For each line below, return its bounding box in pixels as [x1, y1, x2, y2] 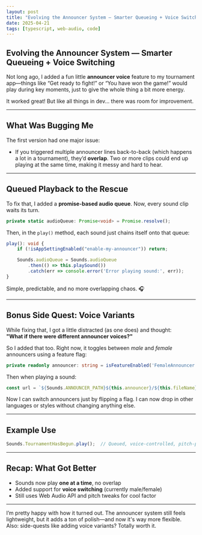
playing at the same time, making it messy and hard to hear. [14, 160, 163, 168]
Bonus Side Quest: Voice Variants [6, 310, 135, 320]
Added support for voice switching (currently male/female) [14, 485, 162, 493]
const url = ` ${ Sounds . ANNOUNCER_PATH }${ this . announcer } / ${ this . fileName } [6, 385, 198, 391]
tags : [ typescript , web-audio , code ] [6, 25, 101, 32]
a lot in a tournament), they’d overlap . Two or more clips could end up [14, 154, 188, 162]
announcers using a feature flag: [6, 350, 87, 358]
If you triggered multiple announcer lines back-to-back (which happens [14, 148, 192, 155]
